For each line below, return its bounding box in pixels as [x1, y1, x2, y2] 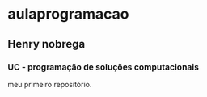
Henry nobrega [7, 37, 86, 51]
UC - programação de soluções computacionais [7, 61, 200, 73]
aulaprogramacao [7, 5, 130, 23]
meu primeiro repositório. [7, 79, 92, 89]
